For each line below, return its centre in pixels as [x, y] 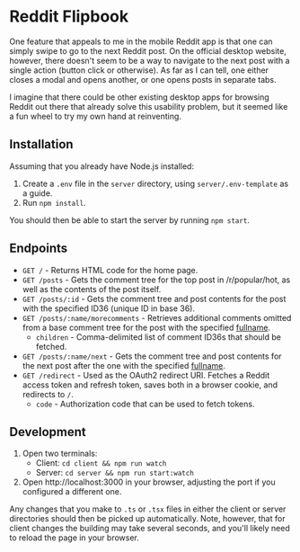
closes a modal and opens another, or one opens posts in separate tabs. [143, 79]
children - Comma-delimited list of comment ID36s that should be [158, 337]
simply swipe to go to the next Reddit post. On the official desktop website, [148, 50]
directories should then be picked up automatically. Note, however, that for [147, 519]
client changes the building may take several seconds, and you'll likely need [150, 529]
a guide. [37, 193]
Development [48, 432]
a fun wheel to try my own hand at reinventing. [96, 116]
